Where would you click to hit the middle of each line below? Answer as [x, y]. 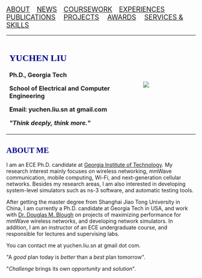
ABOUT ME [28, 150]
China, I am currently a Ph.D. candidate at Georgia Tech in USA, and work [97, 208]
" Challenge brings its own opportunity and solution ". [71, 269]
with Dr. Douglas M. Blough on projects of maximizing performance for [94, 215]
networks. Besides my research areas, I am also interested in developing [96, 184]
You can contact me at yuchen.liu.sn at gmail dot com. [74, 246]
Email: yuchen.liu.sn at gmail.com [58, 109]
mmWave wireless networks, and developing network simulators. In [90, 221]
